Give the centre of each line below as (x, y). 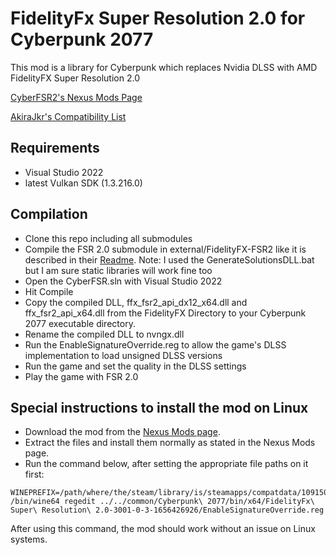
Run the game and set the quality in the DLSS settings (135, 366)
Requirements (55, 148)
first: (34, 474)
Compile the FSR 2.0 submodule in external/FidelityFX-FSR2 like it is (165, 249)
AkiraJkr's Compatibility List (68, 116)
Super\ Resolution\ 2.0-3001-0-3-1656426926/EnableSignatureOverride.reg (167, 510)
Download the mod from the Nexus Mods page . (122, 432)
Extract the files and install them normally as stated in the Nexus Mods (170, 443)
